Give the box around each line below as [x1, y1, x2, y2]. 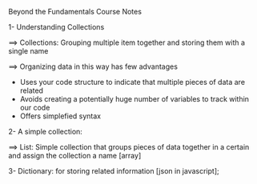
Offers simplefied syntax [19, 111, 102, 121]
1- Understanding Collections [8, 22, 105, 31]
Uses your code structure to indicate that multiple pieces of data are [19, 78, 246, 86]
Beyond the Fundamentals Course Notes [8, 7, 143, 16]
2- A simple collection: [8, 127, 82, 136]
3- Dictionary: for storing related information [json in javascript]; [8, 166, 219, 175]
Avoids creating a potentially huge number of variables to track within [19, 94, 250, 103]
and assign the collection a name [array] [8, 151, 142, 160]
